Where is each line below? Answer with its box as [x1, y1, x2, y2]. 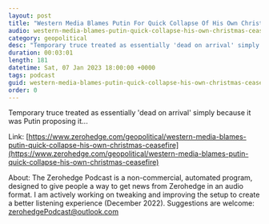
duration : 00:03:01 [8, 49, 74, 57]
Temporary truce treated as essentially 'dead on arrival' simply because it [8, 108, 251, 118]
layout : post [8, 11, 52, 20]
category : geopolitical [8, 34, 88, 42]
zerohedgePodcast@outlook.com [8, 207, 119, 217]
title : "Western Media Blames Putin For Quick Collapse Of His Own [8, 19, 239, 27]
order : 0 [8, 86, 38, 94]
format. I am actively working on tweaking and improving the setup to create [8, 190, 260, 200]
